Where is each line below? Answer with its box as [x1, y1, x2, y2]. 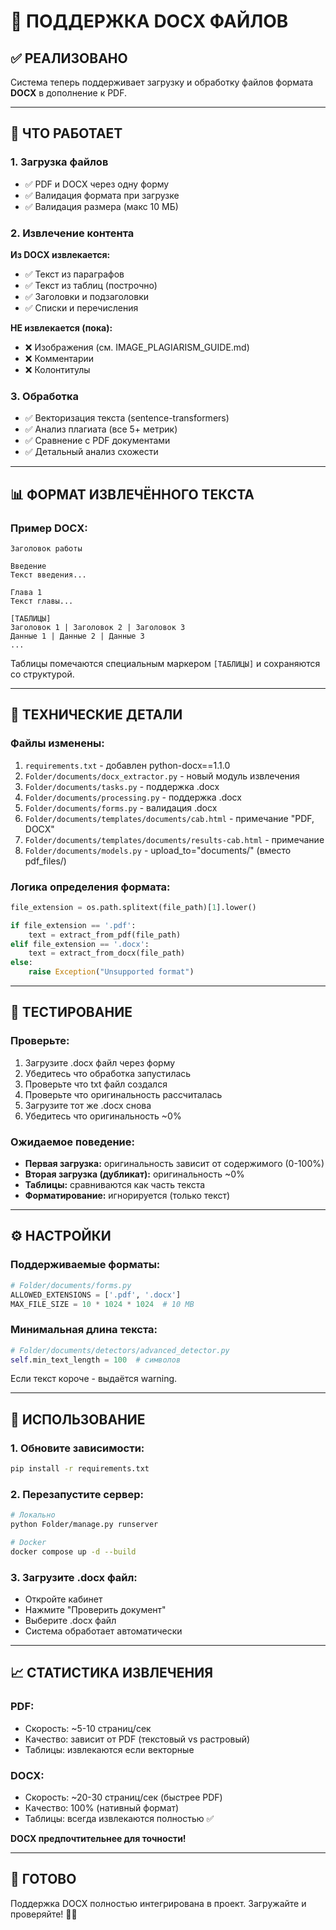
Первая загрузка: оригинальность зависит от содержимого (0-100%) [24, 1158, 325, 1170]
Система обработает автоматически [24, 1625, 183, 1637]
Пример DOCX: [10, 521, 88, 535]
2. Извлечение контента [10, 226, 135, 240]
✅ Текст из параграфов [24, 268, 125, 280]
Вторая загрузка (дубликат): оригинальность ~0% [24, 1168, 245, 1180]
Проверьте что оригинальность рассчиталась [24, 1088, 223, 1100]
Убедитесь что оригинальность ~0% [24, 1110, 182, 1122]
